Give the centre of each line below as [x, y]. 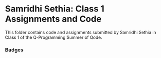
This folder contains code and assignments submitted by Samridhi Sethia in [81, 32]
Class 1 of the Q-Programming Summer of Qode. [54, 37]
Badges [14, 50]
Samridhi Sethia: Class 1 [55, 9]
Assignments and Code [53, 19]
